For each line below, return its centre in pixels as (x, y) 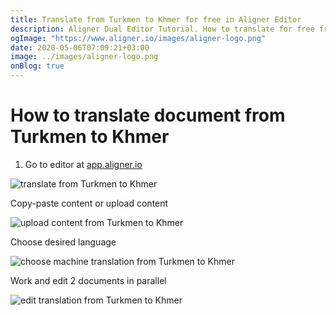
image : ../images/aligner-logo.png (84, 57)
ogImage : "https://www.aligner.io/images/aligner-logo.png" (138, 38)
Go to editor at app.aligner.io (83, 164)
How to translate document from (148, 115)
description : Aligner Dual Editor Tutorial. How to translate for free (162, 29)
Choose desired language (63, 242)
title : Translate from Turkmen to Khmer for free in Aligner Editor (156, 19)
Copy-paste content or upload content (89, 203)
